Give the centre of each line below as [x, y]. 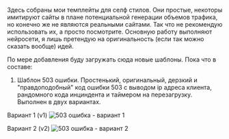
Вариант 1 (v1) [27, 115]
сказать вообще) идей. [40, 46]
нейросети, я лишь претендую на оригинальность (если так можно [106, 39]
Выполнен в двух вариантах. [59, 102]
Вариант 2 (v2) [28, 128]
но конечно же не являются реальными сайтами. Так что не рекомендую [115, 24]
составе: [20, 67]
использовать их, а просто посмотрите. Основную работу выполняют [110, 31]
